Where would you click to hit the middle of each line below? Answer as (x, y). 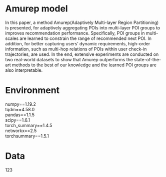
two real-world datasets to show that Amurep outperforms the (69, 59)
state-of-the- (148, 59)
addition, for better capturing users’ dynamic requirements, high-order (78, 43)
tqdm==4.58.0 (20, 109)
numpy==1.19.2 (21, 104)
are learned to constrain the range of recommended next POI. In (85, 38)
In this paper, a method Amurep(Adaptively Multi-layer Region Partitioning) (82, 22)
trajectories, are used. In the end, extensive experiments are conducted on (82, 54)
